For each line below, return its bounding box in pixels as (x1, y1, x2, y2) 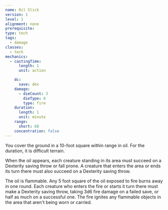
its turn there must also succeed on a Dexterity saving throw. (5, 168, 131, 174)
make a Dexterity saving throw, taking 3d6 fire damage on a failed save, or (5, 188, 159, 194)
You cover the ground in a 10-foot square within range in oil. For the (5, 142, 145, 148)
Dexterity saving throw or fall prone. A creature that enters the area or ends (5, 163, 161, 169)
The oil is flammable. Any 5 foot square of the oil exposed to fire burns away (5, 178, 163, 184)
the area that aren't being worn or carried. (5, 199, 92, 205)
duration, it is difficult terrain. (5, 148, 65, 154)
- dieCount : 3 (18, 91, 49, 96)
